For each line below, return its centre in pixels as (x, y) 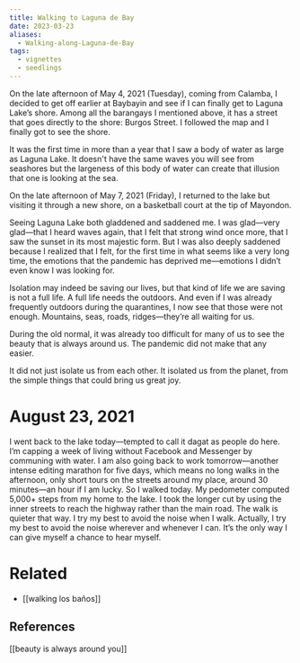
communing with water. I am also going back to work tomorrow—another (144, 460)
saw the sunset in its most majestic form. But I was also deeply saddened (145, 241)
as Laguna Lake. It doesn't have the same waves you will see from (132, 159)
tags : (19, 51)
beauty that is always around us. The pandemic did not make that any (138, 343)
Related (38, 574)
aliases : (26, 34)
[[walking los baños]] (62, 598)
